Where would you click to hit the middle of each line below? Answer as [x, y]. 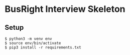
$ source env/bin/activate [33, 43]
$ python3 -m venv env [28, 39]
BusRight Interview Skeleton [65, 9]
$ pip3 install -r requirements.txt [43, 48]
